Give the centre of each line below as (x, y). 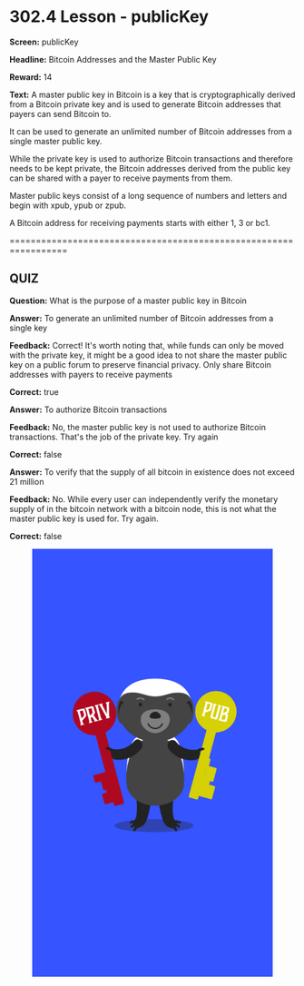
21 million (27, 481)
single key (29, 328)
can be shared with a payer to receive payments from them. (121, 178)
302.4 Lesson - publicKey (109, 17)
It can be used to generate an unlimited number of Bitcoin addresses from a (151, 131)
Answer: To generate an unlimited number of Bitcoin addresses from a (142, 318)
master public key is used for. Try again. (84, 518)
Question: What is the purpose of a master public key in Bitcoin (128, 301)
